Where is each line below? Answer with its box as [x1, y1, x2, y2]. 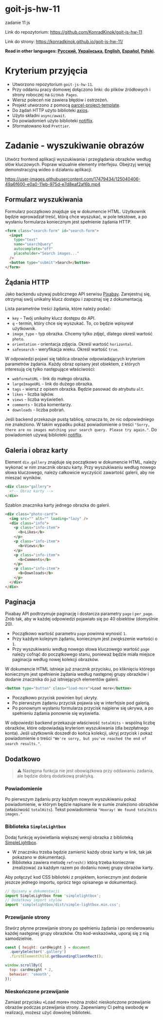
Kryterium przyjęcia [5, 65, 88, 76]
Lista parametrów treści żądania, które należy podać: [5, 306, 111, 311]
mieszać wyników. [5, 475, 42, 481]
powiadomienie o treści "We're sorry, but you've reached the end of [5, 735, 147, 741]
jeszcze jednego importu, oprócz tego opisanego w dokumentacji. [5, 879, 138, 885]
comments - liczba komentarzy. [12, 402, 72, 408]
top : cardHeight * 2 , [9, 967, 54, 973]
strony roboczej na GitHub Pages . [12, 91, 79, 97]
